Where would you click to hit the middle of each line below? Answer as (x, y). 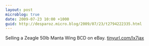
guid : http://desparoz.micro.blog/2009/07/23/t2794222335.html (74, 24)
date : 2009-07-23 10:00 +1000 (37, 19)
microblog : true (22, 14)
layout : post (19, 10)
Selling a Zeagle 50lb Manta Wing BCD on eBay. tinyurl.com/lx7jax (75, 38)
